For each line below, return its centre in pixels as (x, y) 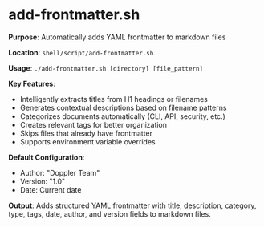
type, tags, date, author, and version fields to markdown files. (110, 213)
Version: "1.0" (43, 181)
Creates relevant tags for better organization (93, 124)
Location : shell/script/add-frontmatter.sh (81, 52)
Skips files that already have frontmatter (86, 133)
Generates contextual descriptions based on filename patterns (123, 107)
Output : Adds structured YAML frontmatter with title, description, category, (132, 205)
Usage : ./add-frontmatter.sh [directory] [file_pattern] (106, 68)
